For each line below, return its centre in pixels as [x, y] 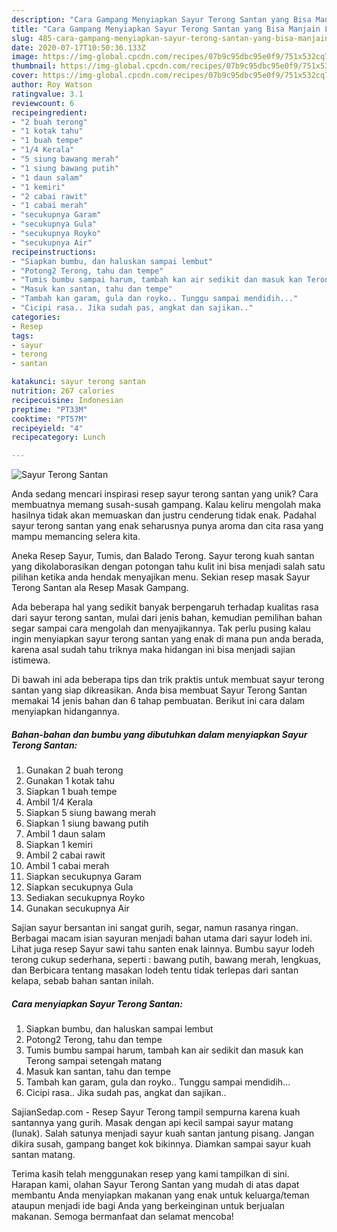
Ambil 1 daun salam [65, 834]
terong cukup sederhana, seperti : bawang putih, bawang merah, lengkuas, [166, 960]
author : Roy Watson [52, 85]
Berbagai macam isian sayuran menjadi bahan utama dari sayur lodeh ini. [162, 938]
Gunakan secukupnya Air [77, 908]
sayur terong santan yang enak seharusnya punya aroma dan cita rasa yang [167, 526]
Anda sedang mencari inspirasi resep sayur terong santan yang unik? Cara [165, 494]
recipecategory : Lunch [58, 437]
